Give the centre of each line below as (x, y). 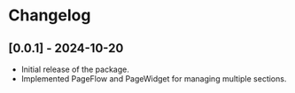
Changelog (50, 15)
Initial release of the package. (75, 69)
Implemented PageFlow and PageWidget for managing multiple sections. (154, 79)
